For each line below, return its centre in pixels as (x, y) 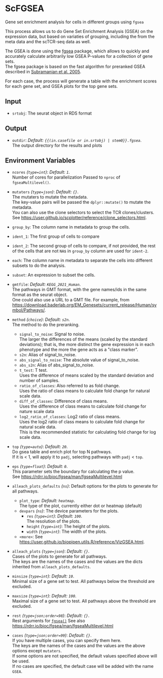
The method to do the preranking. (46, 325)
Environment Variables (40, 160)
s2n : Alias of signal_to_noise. (48, 355)
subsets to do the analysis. (39, 265)
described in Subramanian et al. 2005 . (43, 71)
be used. (21, 661)
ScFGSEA (25, 8)
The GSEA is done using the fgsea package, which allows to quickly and (77, 51)
